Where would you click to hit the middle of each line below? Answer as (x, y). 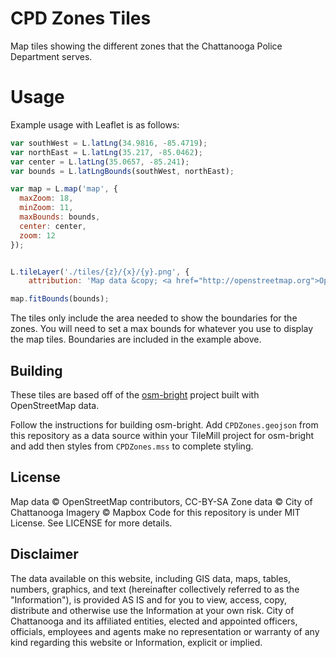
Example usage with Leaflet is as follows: (95, 124)
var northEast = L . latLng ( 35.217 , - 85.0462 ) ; (106, 152)
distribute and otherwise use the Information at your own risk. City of (152, 610)
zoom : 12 (37, 235)
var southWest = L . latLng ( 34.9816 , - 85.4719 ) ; (109, 143)
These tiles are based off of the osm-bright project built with (135, 394)
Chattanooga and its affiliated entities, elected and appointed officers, (154, 621)
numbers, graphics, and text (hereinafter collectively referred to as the (155, 589)
